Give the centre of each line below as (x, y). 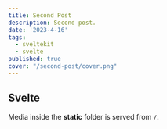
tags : (17, 37)
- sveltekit (35, 45)
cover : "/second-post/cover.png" (63, 66)
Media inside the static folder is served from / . (83, 116)
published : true (34, 59)
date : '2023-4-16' (38, 30)
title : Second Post (40, 15)
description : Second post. (52, 23)
